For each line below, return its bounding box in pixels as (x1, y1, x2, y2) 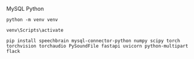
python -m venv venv (6, 17, 59, 23)
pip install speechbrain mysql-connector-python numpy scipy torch (6, 38, 181, 44)
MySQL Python (6, 5, 44, 12)
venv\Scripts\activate (6, 27, 64, 33)
